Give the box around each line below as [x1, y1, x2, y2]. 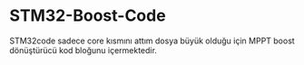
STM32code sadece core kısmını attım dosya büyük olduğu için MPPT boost [9, 35, 295, 46]
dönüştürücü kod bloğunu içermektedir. [9, 44, 157, 55]
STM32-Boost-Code [9, 5, 166, 26]
